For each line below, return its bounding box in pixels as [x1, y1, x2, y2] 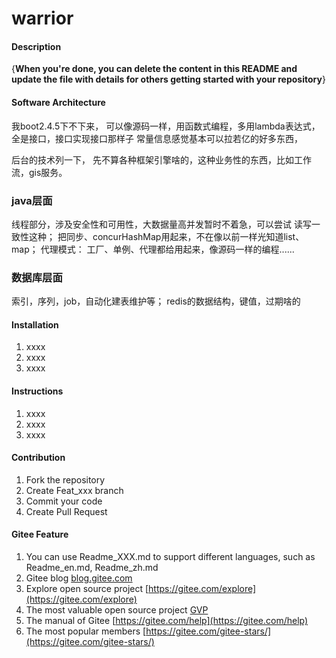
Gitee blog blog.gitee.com [25, 572, 133, 584]
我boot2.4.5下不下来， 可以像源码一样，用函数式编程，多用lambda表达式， [11, 120, 321, 132]
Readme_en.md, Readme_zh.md [25, 562, 159, 573]
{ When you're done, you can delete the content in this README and [11, 63, 298, 75]
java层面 [11, 193, 53, 207]
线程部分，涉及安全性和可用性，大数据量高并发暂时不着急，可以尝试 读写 [11, 218, 312, 230]
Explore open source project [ [25, 583, 149, 594]
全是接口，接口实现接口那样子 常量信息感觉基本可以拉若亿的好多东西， [11, 132, 303, 144]
